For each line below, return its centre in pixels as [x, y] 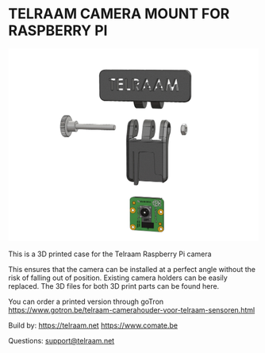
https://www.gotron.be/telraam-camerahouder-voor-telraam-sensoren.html [132, 310]
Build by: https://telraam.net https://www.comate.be [93, 325]
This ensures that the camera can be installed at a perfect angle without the [132, 270]
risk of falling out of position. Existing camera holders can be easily [118, 278]
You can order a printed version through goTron [86, 301]
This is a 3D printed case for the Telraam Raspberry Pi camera [110, 254]
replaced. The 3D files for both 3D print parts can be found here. [114, 286]
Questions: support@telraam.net [61, 341]
